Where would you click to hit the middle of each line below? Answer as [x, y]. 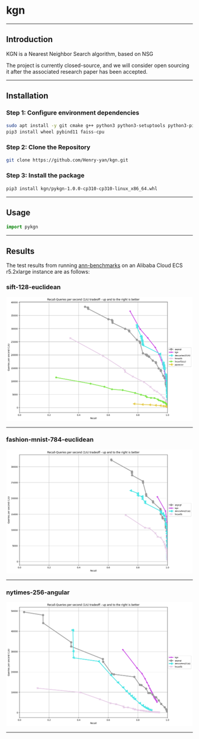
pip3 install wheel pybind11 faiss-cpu [55, 132]
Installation [27, 96]
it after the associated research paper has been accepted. [77, 71]
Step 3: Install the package [45, 176]
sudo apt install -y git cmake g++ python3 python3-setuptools [86, 126]
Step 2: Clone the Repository [48, 147]
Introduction [30, 39]
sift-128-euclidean [33, 287]
